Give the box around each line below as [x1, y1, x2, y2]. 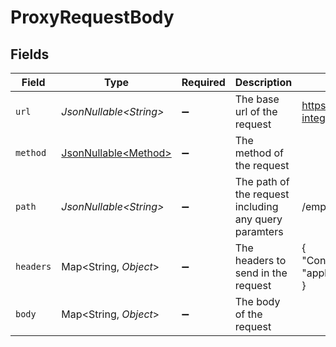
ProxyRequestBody [10, 6, 175, 29]
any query [234, 212, 283, 226]
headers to [234, 254, 287, 267]
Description [234, 76, 293, 89]
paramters [234, 225, 284, 238]
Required [181, 76, 226, 89]
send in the [234, 266, 288, 280]
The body [234, 295, 281, 308]
